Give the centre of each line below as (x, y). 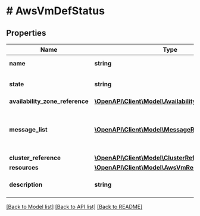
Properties (26, 33)
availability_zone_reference (49, 101)
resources (24, 168)
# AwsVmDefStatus (56, 11)
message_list (28, 129)
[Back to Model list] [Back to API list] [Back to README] (74, 207)
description (26, 184)
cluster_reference (35, 158)
